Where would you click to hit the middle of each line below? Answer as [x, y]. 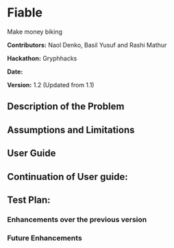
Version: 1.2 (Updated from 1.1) [51, 84]
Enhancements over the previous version [77, 219]
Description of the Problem [66, 107]
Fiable [25, 13]
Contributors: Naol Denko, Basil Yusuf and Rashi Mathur [87, 45]
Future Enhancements [45, 238]
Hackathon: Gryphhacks [42, 58]
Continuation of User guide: [67, 177]
